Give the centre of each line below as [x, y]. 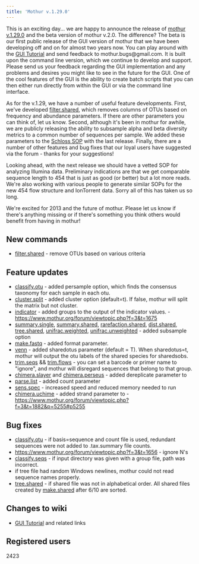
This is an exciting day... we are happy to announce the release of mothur [96, 28]
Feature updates [37, 272]
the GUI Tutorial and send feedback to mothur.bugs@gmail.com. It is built [96, 53]
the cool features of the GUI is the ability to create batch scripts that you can [100, 79]
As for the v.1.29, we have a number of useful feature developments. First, [97, 103]
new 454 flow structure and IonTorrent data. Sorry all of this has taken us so [99, 190]
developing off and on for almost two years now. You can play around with [97, 47]
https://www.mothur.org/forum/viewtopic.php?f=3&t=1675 [86, 318]
